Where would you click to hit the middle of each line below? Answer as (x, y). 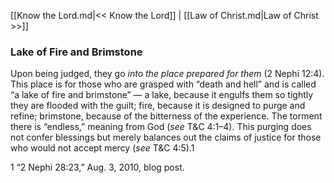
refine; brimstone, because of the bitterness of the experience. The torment (166, 116)
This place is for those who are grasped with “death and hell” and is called (163, 84)
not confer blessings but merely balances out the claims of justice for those (166, 137)
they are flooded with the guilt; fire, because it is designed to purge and (158, 106)
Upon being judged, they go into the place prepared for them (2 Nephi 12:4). (167, 74)
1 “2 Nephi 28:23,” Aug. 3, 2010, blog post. (97, 167)
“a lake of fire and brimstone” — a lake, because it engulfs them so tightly (162, 95)
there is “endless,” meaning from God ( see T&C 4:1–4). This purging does (161, 127)
